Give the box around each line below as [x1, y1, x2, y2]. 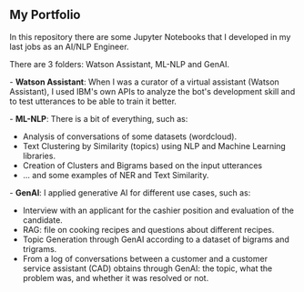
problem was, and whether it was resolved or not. [22, 272, 209, 283]
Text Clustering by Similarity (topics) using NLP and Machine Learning [22, 140, 287, 151]
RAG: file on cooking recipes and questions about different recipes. [22, 224, 275, 235]
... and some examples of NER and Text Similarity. [22, 169, 209, 180]
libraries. [22, 150, 56, 161]
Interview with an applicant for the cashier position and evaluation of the [22, 205, 294, 216]
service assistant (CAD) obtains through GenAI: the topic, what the [22, 263, 273, 274]
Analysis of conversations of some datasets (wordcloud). [22, 131, 238, 142]
